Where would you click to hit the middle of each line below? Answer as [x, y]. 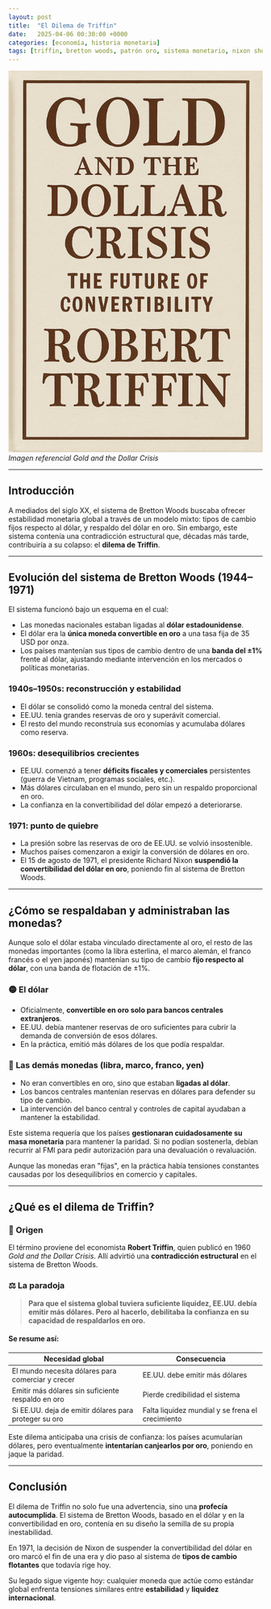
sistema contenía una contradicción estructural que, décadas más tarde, [129, 536]
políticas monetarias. [55, 668]
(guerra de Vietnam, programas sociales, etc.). [98, 779]
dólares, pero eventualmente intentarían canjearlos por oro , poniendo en [131, 1445]
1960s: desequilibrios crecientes [74, 752]
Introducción [42, 491]
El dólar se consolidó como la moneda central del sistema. [117, 707]
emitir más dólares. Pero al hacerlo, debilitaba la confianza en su [138, 1311]
